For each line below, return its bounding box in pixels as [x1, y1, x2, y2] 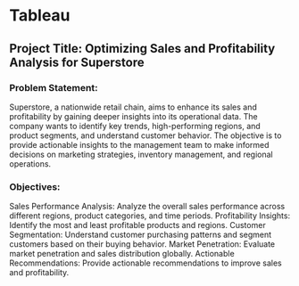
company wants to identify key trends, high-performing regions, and [9, 120, 261, 131]
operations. [9, 158, 52, 169]
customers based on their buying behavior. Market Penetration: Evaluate [9, 239, 276, 249]
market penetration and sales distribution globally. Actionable [9, 249, 235, 259]
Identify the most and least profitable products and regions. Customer [9, 220, 266, 231]
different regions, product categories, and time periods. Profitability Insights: [9, 210, 291, 221]
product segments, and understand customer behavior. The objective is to [9, 130, 282, 141]
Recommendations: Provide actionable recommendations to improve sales [9, 257, 283, 268]
